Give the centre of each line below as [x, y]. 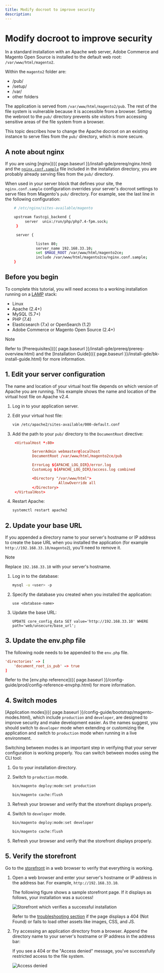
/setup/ [19, 87]
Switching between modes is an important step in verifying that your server [81, 748]
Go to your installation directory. [45, 768]
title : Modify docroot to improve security [50, 10]
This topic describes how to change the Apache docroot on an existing [77, 131]
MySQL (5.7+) [26, 314]
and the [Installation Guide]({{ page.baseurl [80, 354]
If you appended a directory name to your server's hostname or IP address [80, 537]
